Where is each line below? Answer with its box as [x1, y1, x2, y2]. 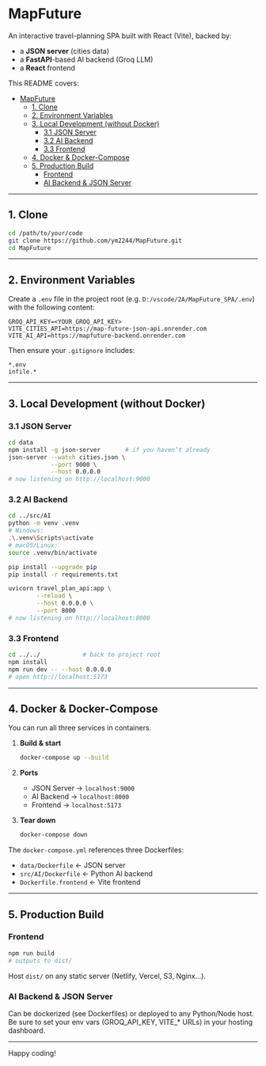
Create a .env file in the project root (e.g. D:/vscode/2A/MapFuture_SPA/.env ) [8, 294, 256, 304]
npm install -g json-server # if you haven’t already [8, 446, 211, 453]
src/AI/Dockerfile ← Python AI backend [19, 869, 153, 878]
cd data [8, 438, 34, 446]
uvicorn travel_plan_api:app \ [8, 585, 112, 593]
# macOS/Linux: [8, 541, 59, 549]
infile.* [8, 368, 37, 376]
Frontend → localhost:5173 [31, 800, 122, 810]
